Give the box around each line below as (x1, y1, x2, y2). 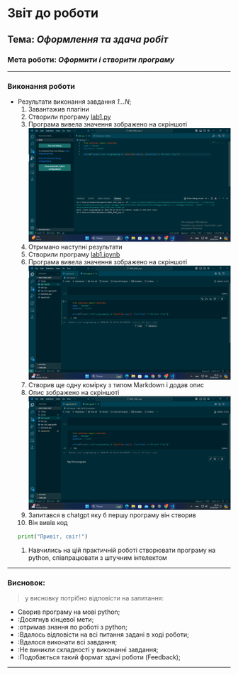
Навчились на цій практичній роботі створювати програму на (28, 546, 216, 554)
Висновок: (7, 578, 46, 588)
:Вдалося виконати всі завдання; (17, 638, 118, 647)
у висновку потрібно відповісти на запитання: (24, 594, 164, 603)
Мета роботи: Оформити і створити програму (7, 55, 175, 65)
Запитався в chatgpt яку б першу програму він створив (28, 511, 196, 519)
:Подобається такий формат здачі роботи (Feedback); (17, 653, 181, 661)
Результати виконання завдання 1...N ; (17, 97, 132, 106)
